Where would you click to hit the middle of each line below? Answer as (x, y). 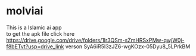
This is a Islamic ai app (34, 27)
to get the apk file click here (41, 33)
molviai (25, 11)
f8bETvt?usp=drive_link (35, 46)
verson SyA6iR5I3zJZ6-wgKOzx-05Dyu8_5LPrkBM (128, 46)
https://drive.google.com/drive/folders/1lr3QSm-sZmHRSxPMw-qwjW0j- (95, 40)
